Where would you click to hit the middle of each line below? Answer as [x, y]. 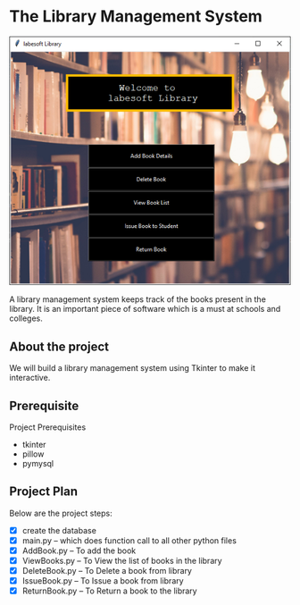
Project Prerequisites [48, 427]
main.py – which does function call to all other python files [129, 540]
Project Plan [44, 492]
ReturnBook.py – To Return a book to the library [110, 591]
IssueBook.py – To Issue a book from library [103, 581]
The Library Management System [136, 17]
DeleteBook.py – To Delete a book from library [107, 571]
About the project [59, 346]
